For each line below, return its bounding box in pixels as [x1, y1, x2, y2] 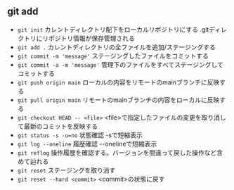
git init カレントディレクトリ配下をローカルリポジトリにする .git [17, 25, 209, 34]
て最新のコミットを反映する [17, 122, 98, 130]
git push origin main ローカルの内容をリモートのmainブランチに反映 [17, 77, 220, 87]
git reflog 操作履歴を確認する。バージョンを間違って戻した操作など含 [17, 148, 223, 157]
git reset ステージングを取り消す [17, 165, 116, 175]
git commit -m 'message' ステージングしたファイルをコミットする [17, 51, 209, 60]
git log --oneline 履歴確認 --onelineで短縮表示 [17, 139, 157, 148]
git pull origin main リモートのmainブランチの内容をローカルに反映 [17, 95, 220, 104]
